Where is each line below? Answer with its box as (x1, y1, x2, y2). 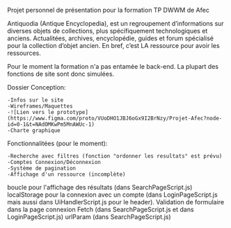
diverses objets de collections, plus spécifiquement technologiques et (7, 27, 208, 35)
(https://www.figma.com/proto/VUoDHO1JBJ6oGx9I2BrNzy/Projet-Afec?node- (7, 115, 223, 122)
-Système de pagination (7, 165, 77, 172)
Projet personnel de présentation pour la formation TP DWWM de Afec (7, 6, 210, 14)
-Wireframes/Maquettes (7, 103, 73, 110)
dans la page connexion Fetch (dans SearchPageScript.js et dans (7, 205, 194, 213)
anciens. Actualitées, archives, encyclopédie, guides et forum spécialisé (7, 34, 214, 42)
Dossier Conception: (7, 83, 66, 91)
